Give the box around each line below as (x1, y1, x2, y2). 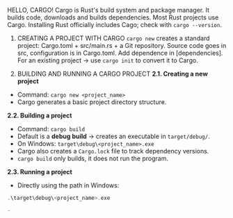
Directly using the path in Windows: (17, 181, 120, 190)
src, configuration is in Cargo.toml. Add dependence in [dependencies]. (17, 49, 223, 57)
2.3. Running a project (7, 168, 73, 176)
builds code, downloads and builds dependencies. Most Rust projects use (7, 13, 219, 22)
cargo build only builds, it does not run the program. (17, 154, 169, 162)
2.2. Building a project (7, 111, 72, 119)
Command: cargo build (17, 125, 86, 133)
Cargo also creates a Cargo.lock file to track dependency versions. (17, 147, 209, 155)
